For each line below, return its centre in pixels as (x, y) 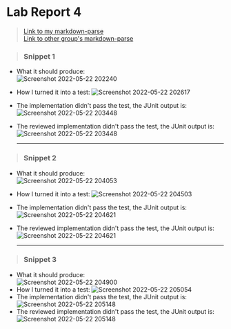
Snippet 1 (39, 56)
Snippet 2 (40, 158)
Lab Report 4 (44, 12)
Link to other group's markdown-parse (78, 38)
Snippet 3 (40, 260)
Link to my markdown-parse (63, 31)
